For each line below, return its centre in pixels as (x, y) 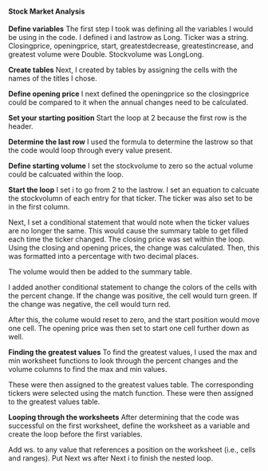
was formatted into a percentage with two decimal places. (104, 257)
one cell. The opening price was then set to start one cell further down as (129, 329)
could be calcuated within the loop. (66, 174)
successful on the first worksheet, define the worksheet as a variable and (129, 426)
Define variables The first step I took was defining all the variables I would (131, 29)
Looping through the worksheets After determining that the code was (124, 417)
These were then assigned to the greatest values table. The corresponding (131, 385)
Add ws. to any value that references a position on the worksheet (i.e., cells (132, 450)
